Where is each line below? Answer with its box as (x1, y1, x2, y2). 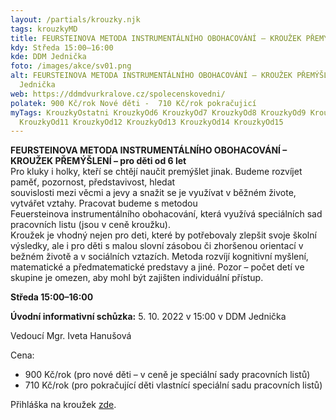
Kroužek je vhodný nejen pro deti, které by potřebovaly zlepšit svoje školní (10, 229, 317, 241)
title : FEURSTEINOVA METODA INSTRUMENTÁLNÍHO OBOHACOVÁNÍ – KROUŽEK (10, 33, 302, 43)
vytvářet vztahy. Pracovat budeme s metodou (10, 197, 198, 210)
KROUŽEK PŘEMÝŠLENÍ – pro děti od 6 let (10, 155, 187, 167)
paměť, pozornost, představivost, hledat (10, 176, 176, 188)
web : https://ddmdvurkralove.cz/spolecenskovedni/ (10, 89, 226, 99)
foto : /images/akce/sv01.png (10, 61, 132, 71)
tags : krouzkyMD (10, 24, 78, 34)
